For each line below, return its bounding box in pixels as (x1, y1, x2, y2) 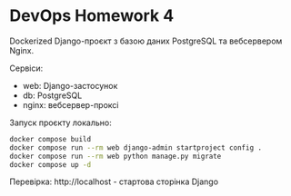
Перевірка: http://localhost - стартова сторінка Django (9, 176, 219, 187)
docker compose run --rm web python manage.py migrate (9, 152, 222, 161)
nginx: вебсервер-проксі (22, 99, 119, 110)
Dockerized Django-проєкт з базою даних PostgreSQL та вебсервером (9, 35, 283, 46)
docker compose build (9, 134, 92, 143)
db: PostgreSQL (22, 90, 83, 101)
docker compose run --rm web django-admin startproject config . (9, 142, 262, 152)
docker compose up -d (9, 160, 92, 169)
